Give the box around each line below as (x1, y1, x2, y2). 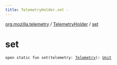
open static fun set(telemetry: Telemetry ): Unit (5, 55, 112, 60)
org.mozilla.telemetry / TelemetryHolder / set (5, 21, 99, 27)
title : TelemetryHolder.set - (5, 7, 69, 12)
